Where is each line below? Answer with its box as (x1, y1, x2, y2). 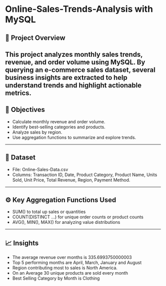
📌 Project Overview (5, 34, 66, 42)
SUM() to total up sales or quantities (12, 209, 86, 215)
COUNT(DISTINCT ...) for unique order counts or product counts (12, 214, 144, 220)
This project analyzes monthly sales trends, (5, 50, 143, 59)
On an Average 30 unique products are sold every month (12, 270, 128, 276)
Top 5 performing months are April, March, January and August (12, 260, 142, 266)
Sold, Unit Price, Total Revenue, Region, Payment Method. (12, 177, 130, 183)
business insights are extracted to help (5, 73, 127, 82)
